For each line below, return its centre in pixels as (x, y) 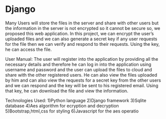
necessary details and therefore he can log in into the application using (78, 64)
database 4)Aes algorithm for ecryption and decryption (62, 106)
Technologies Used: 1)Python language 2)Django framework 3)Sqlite (76, 100)
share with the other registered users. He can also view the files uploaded (81, 75)
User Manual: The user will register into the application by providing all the (82, 59)
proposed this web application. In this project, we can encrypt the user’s (79, 33)
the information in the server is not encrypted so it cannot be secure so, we (83, 28)
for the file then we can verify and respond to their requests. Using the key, (82, 44)
